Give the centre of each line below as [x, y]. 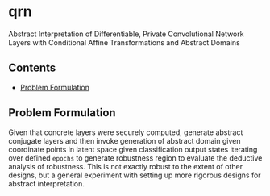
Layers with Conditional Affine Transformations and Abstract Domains [124, 42]
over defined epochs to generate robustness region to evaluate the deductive [135, 158]
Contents [32, 68]
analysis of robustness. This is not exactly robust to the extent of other [126, 166]
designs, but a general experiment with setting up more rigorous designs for [135, 175]
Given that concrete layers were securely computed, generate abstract [126, 132]
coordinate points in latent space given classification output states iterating [133, 149]
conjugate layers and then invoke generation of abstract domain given [125, 140]
